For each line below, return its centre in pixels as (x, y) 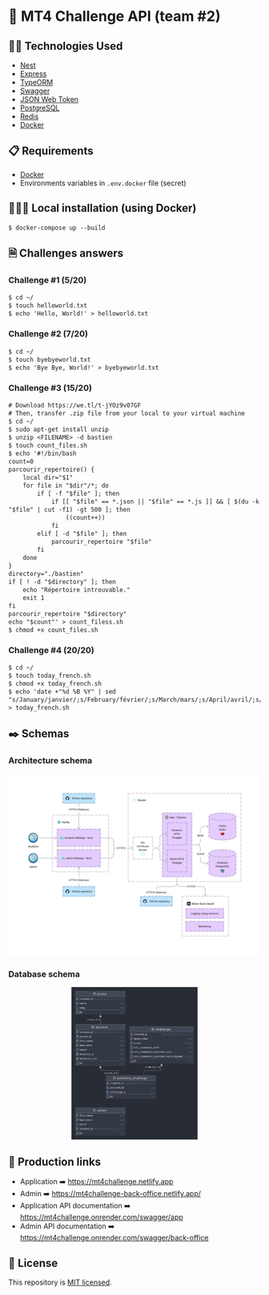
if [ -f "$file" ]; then (78, 493)
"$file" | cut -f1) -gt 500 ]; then (69, 509)
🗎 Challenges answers (66, 253)
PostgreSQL (40, 108)
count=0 (21, 461)
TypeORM (36, 82)
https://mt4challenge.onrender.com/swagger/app (102, 1217)
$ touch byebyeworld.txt (50, 359)
